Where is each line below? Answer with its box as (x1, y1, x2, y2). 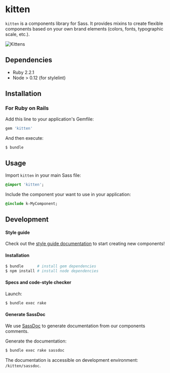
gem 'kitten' (5, 126, 33, 131)
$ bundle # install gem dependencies (5, 263, 96, 269)
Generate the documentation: (5, 338, 67, 344)
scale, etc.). (5, 31, 30, 37)
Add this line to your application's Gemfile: (5, 116, 94, 122)
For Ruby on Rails (5, 105, 49, 112)
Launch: (5, 291, 22, 297)
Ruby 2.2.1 (12, 69, 35, 75)
